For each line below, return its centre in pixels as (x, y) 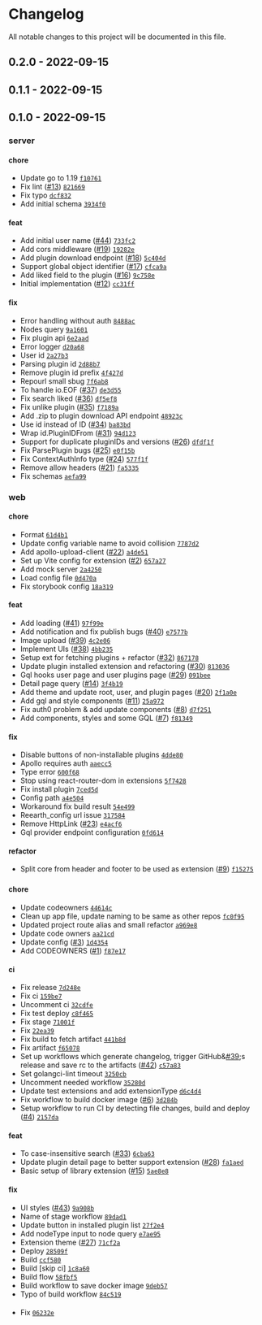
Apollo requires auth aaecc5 (66, 763)
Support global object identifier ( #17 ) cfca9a (93, 267)
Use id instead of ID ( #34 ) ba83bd (75, 424)
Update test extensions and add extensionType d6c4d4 (111, 1091)
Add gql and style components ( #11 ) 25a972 (92, 701)
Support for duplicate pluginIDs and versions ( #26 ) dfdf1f (117, 441)
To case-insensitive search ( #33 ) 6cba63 (88, 1153)
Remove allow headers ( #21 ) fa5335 (79, 467)
